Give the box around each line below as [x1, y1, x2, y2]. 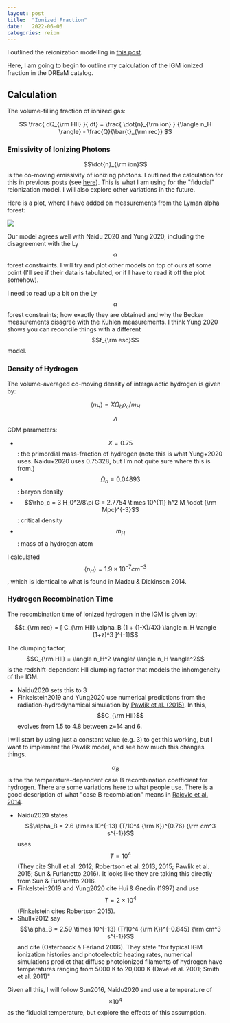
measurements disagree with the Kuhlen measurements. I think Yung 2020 [7, 318, 218, 327]
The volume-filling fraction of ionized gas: [7, 107, 126, 115]
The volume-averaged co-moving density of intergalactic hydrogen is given [7, 379, 221, 388]
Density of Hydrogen [7, 364, 78, 373]
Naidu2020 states [16, 811, 69, 819]
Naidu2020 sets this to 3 [16, 685, 87, 694]
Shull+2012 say [16, 914, 60, 922]
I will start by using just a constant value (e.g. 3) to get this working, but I [7, 735, 213, 743]
